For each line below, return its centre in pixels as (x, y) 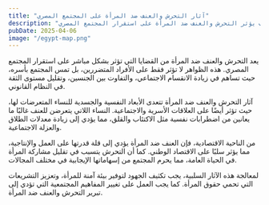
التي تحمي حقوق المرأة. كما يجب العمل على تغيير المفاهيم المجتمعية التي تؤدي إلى (131, 184)
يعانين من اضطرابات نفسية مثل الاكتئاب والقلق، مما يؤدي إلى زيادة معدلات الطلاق (129, 119)
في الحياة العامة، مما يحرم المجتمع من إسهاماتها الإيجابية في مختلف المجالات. (123, 160)
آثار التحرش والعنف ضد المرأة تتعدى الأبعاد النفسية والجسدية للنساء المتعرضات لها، (131, 102)
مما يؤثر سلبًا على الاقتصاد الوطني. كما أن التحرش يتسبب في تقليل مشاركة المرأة (129, 151)
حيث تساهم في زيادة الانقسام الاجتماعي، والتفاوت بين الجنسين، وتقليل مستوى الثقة (132, 78)
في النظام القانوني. (37, 86)
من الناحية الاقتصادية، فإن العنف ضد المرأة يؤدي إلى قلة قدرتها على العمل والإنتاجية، (132, 143)
